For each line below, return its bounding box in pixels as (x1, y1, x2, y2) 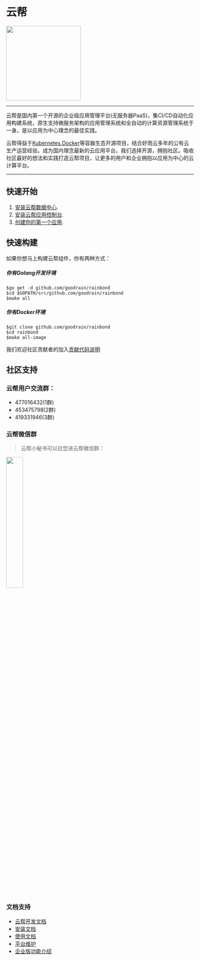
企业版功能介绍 (14, 947, 52, 955)
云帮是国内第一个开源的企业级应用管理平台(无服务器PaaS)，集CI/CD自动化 (6, 112, 189, 119)
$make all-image (6, 334, 46, 340)
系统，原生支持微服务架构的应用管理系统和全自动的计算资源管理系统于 (21, 119, 194, 126)
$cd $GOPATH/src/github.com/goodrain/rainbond (6, 290, 124, 296)
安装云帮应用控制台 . (14, 211, 64, 218)
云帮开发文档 (14, 918, 46, 925)
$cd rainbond (6, 329, 39, 335)
